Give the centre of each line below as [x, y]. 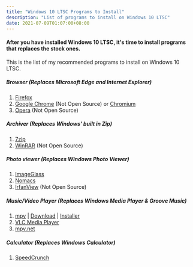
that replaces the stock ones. [43, 48]
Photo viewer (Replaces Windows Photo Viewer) [68, 159]
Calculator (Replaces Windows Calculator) [61, 243]
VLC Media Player [37, 222]
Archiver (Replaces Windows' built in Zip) [59, 124]
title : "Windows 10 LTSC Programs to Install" [65, 12]
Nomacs [25, 180]
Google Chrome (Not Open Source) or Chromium [75, 103]
